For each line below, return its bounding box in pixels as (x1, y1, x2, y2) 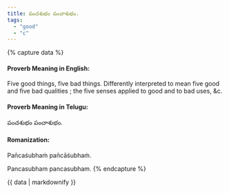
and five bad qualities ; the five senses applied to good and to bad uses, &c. (7, 87, 223, 95)
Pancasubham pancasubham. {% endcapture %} (7, 164, 147, 173)
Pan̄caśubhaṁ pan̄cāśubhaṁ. (7, 151, 92, 159)
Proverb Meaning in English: (7, 64, 90, 73)
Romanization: (7, 136, 50, 144)
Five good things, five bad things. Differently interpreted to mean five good (7, 80, 220, 88)
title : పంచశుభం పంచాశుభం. (7, 10, 79, 17)
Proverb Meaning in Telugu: (7, 103, 88, 111)
